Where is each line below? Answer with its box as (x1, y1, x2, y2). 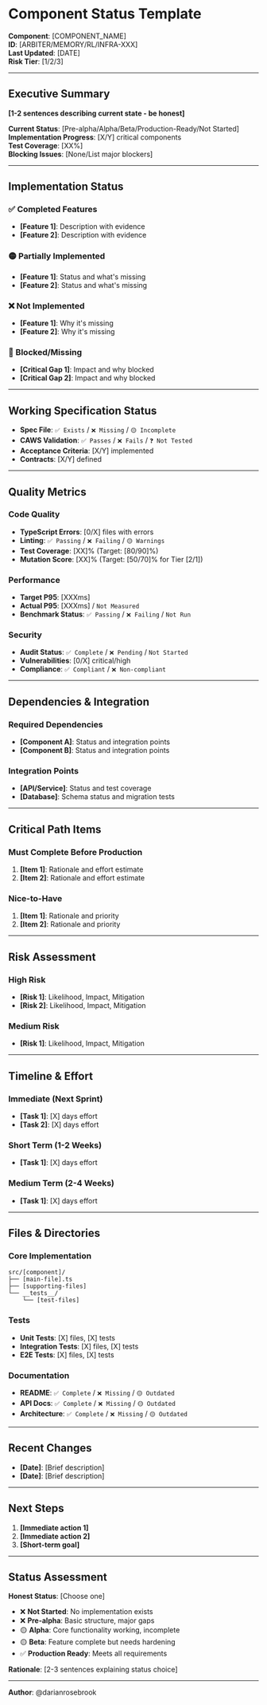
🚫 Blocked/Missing (8, 346, 83, 357)
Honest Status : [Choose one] (8, 1592, 106, 1601)
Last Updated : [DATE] (8, 48, 81, 57)
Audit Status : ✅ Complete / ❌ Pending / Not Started (19, 648, 188, 657)
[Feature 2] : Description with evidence (19, 230, 147, 240)
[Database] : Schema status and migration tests (19, 792, 175, 801)
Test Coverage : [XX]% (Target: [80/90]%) (19, 545, 159, 555)
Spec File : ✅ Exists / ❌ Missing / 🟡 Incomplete (19, 425, 176, 435)
